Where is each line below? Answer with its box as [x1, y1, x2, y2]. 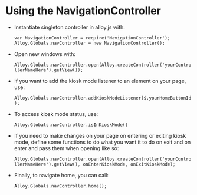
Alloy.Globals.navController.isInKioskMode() [14, 122, 128, 128]
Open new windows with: [14, 50, 76, 57]
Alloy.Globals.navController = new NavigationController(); [14, 40, 165, 46]
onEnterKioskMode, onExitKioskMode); [83, 161, 176, 167]
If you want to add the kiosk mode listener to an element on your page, [14, 77, 186, 84]
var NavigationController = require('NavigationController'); [14, 35, 170, 41]
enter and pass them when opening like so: [14, 144, 119, 151]
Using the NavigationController [5, 4, 162, 18]
